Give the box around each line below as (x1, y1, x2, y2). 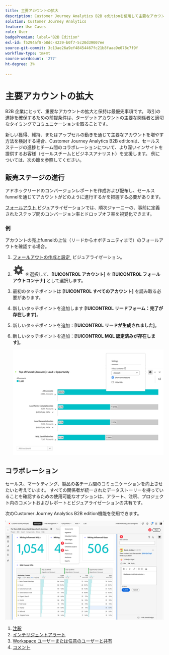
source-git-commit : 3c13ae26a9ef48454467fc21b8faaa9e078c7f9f (5, 45, 138, 51)
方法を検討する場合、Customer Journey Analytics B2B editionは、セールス (5, 138, 160, 144)
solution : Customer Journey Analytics (5, 19, 87, 24)
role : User (5, 29, 28, 35)
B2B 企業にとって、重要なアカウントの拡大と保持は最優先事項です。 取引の (5, 109, 161, 115)
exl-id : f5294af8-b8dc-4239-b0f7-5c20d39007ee (5, 40, 105, 45)
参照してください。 (44, 157, 84, 163)
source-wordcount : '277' (5, 56, 57, 61)
